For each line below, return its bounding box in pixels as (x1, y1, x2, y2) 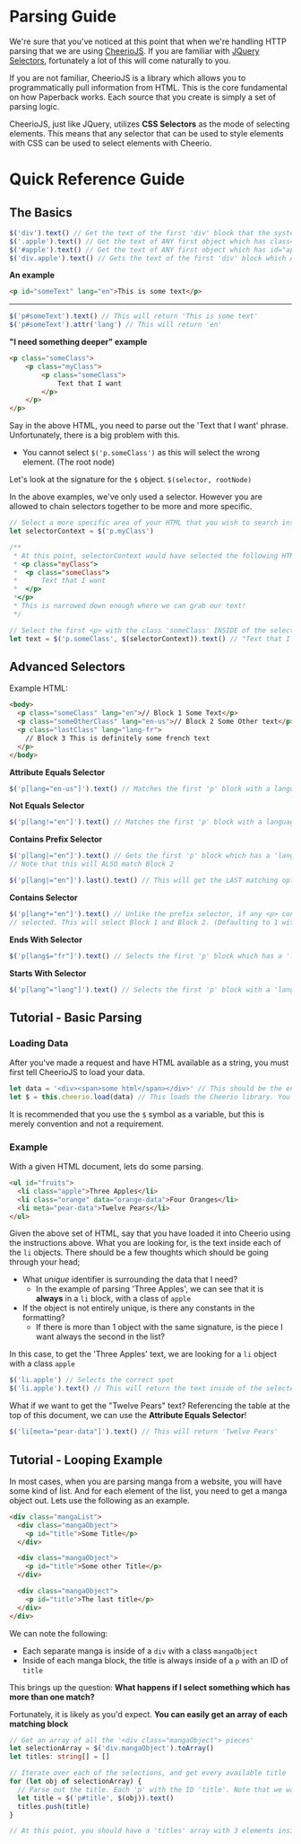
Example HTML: (9, 683, 69, 693)
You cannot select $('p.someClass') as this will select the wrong (21, 447, 261, 458)
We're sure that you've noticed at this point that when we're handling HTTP (9, 36, 287, 47)
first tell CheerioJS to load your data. (9, 1067, 145, 1078)
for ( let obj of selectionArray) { (9, 1777, 142, 1787)
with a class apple (9, 1358, 76, 1369)
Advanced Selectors (9, 658, 125, 675)
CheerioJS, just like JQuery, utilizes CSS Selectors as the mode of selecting (9, 119, 290, 129)
